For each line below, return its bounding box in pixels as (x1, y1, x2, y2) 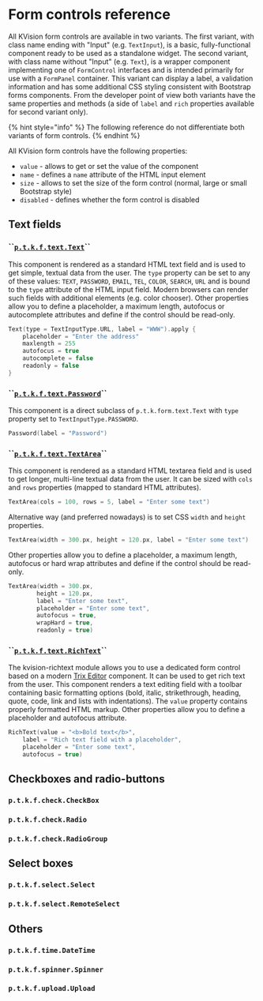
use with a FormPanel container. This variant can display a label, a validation (8, 73, 254, 83)
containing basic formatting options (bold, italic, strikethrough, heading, (8, 688, 242, 698)
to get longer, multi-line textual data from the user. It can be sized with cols (8, 474, 253, 484)
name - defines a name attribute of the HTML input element (19, 170, 206, 179)
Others (8, 922, 43, 935)
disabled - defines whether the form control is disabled (19, 195, 200, 204)
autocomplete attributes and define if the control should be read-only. (8, 309, 235, 319)
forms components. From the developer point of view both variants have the (8, 90, 256, 99)
